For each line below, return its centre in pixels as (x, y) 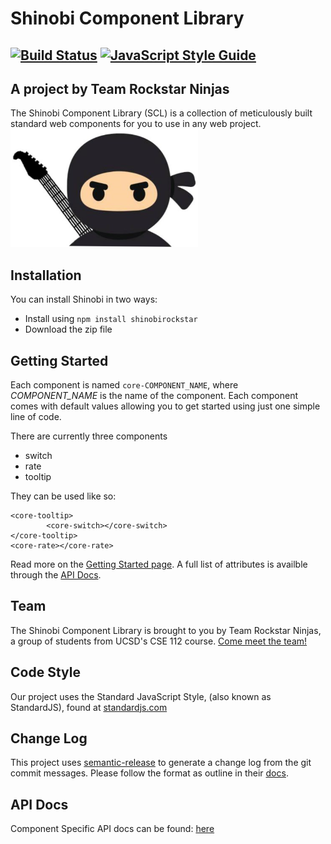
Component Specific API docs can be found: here (112, 829)
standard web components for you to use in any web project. (136, 124)
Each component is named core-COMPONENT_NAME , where (124, 385)
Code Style (45, 672)
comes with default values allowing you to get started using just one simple (165, 406)
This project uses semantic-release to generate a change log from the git (161, 763)
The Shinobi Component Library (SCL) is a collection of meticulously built (161, 113)
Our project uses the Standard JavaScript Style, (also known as (141, 696)
